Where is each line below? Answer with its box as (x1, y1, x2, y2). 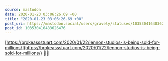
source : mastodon (5, 7, 41, 12)
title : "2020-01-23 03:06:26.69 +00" (5, 16, 84, 21)
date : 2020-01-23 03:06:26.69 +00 (5, 12, 77, 17)
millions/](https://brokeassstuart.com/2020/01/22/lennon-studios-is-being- (5, 45, 161, 51)
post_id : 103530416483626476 (5, 26, 66, 31)
